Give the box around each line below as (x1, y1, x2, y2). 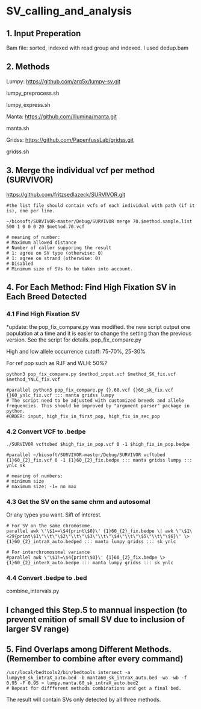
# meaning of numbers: (6, 472, 63, 479)
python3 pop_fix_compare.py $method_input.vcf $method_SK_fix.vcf (6, 371, 176, 378)
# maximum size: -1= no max (6, 483, 77, 489)
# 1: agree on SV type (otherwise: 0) (6, 250, 104, 256)
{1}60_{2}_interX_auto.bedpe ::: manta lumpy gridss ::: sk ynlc (6, 559, 173, 565)
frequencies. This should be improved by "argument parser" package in (6, 403, 190, 409)
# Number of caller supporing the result (6, 244, 112, 251)
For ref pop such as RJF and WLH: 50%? (6, 360, 108, 367)
